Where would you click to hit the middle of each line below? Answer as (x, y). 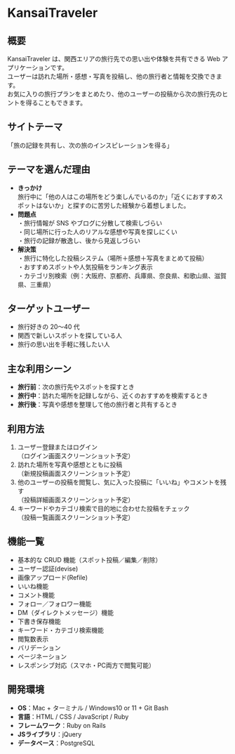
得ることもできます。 (56, 103)
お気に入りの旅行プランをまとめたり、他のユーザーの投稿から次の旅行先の (115, 94)
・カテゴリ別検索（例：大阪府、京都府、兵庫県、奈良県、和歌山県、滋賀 (122, 275)
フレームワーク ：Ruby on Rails (62, 725)
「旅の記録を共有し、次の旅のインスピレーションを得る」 (90, 145)
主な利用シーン (39, 369)
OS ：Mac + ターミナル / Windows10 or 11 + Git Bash (93, 708)
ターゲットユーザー (49, 309)
